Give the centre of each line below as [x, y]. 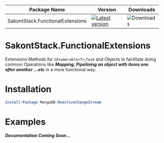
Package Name [47, 10]
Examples [25, 122]
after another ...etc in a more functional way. [51, 69]
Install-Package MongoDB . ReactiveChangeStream [53, 102]
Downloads [142, 10]
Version [107, 10]
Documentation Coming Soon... [38, 135]
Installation [28, 89]
